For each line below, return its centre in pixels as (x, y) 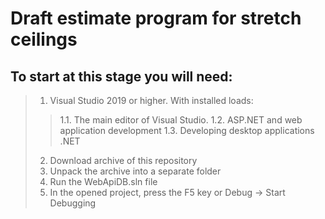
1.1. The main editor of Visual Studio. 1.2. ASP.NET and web (181, 120)
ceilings (44, 39)
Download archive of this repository (123, 160)
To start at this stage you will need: (121, 76)
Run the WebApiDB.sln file (103, 181)
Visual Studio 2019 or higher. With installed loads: (151, 100)
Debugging (73, 203)
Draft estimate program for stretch (156, 18)
